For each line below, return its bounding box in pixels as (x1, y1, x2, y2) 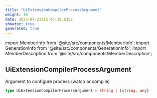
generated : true (5, 26, 39, 31)
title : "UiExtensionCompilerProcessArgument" (5, 7, 102, 13)
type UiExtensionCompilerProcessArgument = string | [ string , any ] (5, 88, 149, 93)
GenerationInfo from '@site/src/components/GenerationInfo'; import (5, 45, 146, 51)
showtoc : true (5, 21, 35, 27)
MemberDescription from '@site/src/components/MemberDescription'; (5, 51, 152, 57)
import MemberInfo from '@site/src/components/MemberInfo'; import (5, 40, 150, 46)
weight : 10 (5, 12, 28, 17)
